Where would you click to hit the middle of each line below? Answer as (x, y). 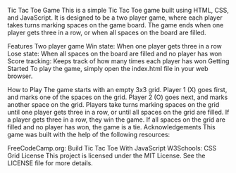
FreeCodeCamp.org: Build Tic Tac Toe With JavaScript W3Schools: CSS (112, 148)
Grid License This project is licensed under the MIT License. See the (106, 155)
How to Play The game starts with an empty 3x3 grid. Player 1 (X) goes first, (117, 90)
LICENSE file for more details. (50, 163)
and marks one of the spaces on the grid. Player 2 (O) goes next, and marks (118, 97)
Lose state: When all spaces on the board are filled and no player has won (115, 53)
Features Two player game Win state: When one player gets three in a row (114, 46)
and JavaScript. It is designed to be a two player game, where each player (115, 18)
